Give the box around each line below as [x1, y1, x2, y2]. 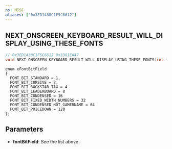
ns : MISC [5, 7, 24, 13]
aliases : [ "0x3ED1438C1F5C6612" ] [5, 12, 77, 17]
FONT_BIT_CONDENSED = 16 [10, 93, 63, 98]
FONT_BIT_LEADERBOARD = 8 [10, 89, 66, 94]
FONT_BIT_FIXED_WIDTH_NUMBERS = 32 [10, 98, 86, 103]
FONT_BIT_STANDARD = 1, [10, 76, 60, 81]
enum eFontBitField [5, 67, 47, 72]
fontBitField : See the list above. [12, 138, 80, 144]
